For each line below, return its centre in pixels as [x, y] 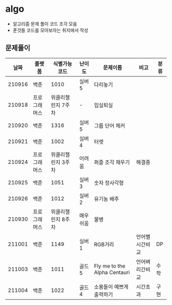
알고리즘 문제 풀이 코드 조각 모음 [45, 24]
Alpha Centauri [112, 272]
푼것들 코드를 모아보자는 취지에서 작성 [50, 30]
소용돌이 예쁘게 [111, 287]
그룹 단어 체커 [110, 125]
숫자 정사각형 [109, 183]
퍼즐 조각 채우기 [112, 162]
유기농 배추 [106, 199]
